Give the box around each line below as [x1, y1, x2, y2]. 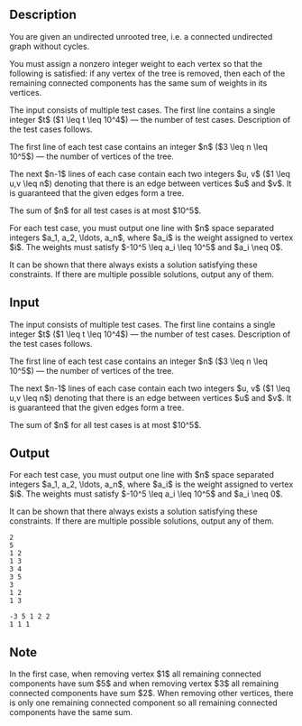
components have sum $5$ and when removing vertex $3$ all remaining [9, 678, 279, 689]
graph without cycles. [9, 41, 90, 51]
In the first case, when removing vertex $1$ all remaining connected [9, 668, 261, 680]
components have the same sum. [9, 707, 133, 718]
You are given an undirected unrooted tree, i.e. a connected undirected [9, 31, 273, 42]
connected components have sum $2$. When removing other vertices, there [9, 688, 294, 699]
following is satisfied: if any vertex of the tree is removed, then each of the [9, 68, 286, 79]
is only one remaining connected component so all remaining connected [9, 697, 278, 708]
